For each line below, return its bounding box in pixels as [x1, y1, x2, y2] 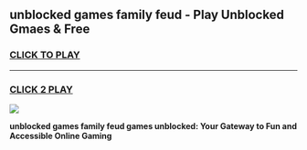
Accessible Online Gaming [9, 130, 112, 141]
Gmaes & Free [9, 22, 90, 37]
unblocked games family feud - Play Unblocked [9, 7, 285, 23]
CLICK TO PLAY [9, 49, 80, 62]
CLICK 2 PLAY [9, 83, 73, 95]
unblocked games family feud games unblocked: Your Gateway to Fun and [9, 120, 297, 131]
